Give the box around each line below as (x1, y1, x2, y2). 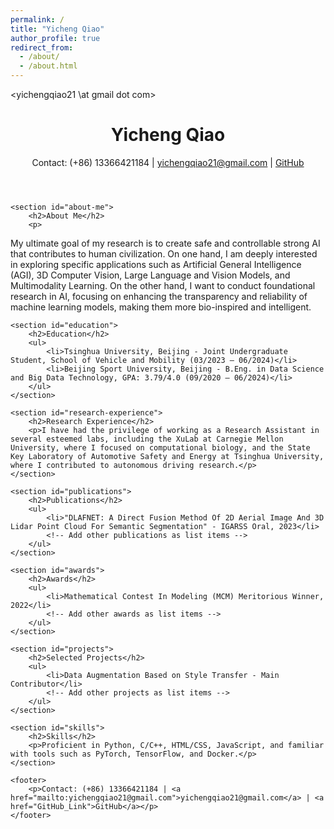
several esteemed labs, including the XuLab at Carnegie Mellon (10, 434, 284, 444)
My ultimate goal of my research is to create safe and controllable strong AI (10, 237, 321, 249)
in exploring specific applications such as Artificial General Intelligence (10, 258, 302, 270)
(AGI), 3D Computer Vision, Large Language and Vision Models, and (10, 269, 291, 281)
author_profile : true (10, 33, 101, 43)
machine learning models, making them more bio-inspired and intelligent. (10, 301, 312, 313)
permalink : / (10, 14, 65, 25)
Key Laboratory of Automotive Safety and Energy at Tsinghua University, (10, 451, 325, 461)
